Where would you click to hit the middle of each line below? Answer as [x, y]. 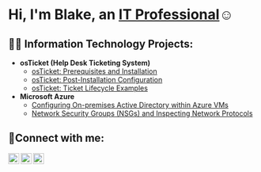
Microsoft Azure [47, 96]
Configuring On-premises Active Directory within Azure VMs [130, 105]
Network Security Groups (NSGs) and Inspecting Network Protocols [142, 113]
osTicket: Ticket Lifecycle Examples [90, 88]
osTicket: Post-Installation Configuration [97, 80]
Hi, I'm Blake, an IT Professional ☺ [121, 15]
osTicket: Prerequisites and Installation [95, 71]
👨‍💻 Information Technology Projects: [101, 44]
